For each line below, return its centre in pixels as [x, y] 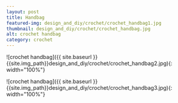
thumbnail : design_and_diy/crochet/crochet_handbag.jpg [78, 29]
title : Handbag [26, 17]
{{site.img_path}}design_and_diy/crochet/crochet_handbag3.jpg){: [89, 88]
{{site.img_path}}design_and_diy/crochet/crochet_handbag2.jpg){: [89, 63]
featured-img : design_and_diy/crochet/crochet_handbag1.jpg [84, 23]
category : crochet [29, 40]
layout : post [23, 12]
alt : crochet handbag [34, 34]
